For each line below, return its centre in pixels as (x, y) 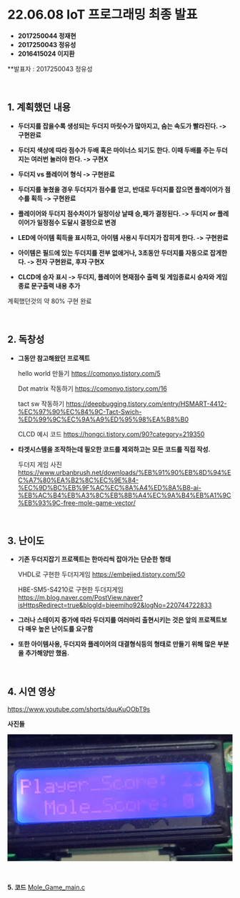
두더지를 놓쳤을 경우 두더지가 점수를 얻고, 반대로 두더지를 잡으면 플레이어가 (120, 189)
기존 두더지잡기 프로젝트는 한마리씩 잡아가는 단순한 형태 (94, 559)
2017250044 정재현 (47, 36)
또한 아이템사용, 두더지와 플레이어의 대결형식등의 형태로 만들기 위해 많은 (117, 644)
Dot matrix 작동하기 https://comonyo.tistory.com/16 (92, 388)
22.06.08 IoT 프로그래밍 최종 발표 (102, 15)
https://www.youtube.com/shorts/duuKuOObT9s (79, 709)
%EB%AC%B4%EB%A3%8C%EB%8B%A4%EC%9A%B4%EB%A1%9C (124, 495)
